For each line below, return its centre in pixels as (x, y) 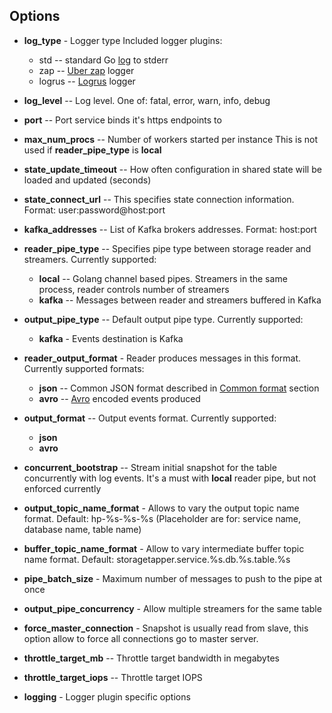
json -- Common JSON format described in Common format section (179, 388)
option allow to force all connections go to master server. (141, 638)
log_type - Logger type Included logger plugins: (123, 40)
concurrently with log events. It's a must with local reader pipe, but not (170, 478)
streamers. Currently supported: (90, 259)
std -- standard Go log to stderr (103, 60)
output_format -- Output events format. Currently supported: (150, 418)
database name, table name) (82, 529)
